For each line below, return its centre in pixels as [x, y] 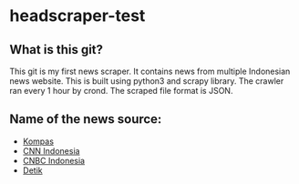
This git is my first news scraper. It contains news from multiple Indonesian [150, 71]
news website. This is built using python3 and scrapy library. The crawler [147, 81]
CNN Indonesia [51, 150]
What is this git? [56, 50]
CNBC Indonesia [53, 160]
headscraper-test [77, 16]
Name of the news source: [86, 119]
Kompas [38, 141]
